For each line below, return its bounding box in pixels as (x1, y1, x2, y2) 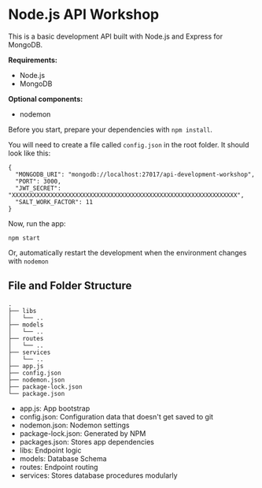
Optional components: (8, 94, 83, 103)
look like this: (8, 148, 51, 158)
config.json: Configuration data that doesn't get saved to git (19, 412, 214, 421)
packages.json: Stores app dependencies (19, 437, 155, 446)
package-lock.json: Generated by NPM (19, 428, 146, 438)
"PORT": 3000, (15, 177, 61, 185)
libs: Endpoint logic (19, 445, 82, 455)
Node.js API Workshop (8, 6, 160, 24)
